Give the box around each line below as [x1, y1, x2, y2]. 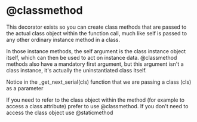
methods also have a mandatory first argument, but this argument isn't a [6, 60, 184, 68]
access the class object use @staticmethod [6, 109, 113, 116]
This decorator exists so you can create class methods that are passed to [6, 23, 187, 30]
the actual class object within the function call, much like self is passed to [6, 29, 187, 36]
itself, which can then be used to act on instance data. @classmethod [6, 54, 177, 61]
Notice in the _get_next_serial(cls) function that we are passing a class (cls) [6, 78, 192, 86]
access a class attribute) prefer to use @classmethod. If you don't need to [6, 102, 189, 109]
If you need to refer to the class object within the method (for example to [6, 96, 185, 103]
